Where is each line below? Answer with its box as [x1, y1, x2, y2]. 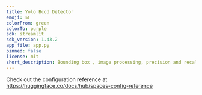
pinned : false [6, 48, 42, 54]
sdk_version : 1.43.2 [6, 37, 58, 43]
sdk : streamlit [6, 31, 44, 37]
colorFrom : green [6, 20, 50, 26]
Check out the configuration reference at [6, 76, 108, 83]
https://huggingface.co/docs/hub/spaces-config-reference [6, 82, 153, 89]
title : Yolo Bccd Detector [6, 8, 74, 15]
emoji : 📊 [6, 14, 30, 20]
